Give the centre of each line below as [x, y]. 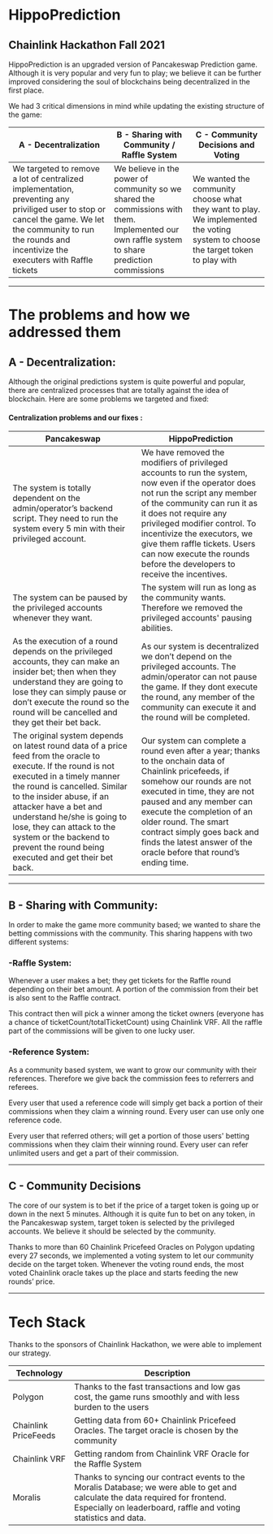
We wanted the [221, 179]
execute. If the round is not [64, 767]
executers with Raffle [53, 260]
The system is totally [52, 488]
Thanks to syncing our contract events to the [160, 1477]
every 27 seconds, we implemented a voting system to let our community [131, 1255]
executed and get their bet [63, 858]
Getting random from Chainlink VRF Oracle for [162, 1454]
